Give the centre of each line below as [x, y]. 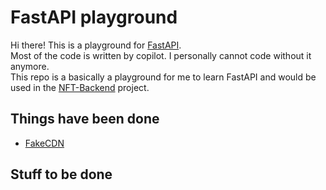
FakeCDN [44, 143]
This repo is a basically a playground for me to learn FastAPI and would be [163, 77]
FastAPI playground [94, 17]
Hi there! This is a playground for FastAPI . [96, 45]
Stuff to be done [61, 174]
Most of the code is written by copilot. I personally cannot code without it [161, 55]
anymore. [30, 66]
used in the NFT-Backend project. [80, 87]
